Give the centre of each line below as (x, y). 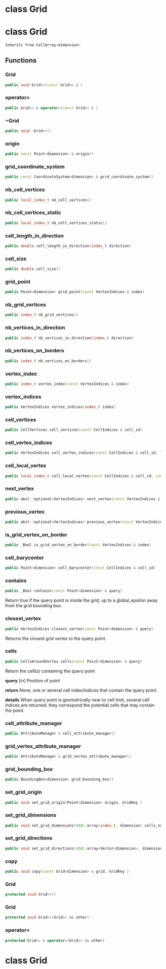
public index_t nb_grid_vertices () (42, 315)
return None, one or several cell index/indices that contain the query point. (81, 690)
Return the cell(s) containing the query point (50, 671)
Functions (21, 61)
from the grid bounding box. (34, 606)
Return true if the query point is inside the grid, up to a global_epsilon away (82, 600)
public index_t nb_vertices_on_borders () (48, 361)
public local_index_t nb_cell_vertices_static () (56, 223)
